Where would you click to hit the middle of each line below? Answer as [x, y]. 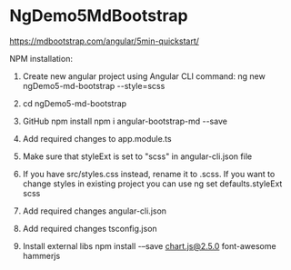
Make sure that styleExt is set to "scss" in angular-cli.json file [137, 156]
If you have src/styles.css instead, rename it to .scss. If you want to [149, 174]
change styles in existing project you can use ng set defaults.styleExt [152, 184]
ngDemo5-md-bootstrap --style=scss [94, 85]
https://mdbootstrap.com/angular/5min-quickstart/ [105, 41]
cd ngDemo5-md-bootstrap [75, 103]
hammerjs [41, 255]
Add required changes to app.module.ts [97, 138]
